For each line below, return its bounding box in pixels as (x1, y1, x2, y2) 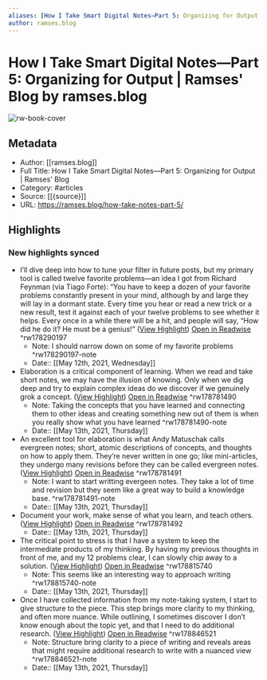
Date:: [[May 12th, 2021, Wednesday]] (31, 358, 156, 367)
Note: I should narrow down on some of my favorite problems (31, 341, 234, 350)
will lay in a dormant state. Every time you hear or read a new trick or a (19, 299, 253, 308)
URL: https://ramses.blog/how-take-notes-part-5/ (19, 200, 184, 209)
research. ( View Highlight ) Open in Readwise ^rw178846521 (19, 628, 217, 638)
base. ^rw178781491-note (31, 493, 116, 502)
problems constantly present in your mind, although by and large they (19, 290, 249, 299)
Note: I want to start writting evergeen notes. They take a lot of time (31, 476, 254, 486)
